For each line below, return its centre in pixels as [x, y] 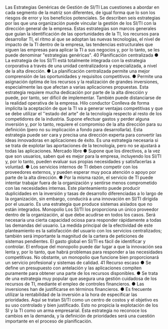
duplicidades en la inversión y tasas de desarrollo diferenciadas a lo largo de [84, 193]
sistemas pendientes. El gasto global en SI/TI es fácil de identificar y [75, 241]
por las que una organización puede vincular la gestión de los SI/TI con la [81, 23]
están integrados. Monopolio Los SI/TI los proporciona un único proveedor [82, 209]
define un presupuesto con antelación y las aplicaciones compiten [73, 268]
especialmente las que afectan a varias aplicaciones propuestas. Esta [77, 87]
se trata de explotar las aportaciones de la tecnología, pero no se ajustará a [83, 145]
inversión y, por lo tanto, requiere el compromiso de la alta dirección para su [84, 124]
